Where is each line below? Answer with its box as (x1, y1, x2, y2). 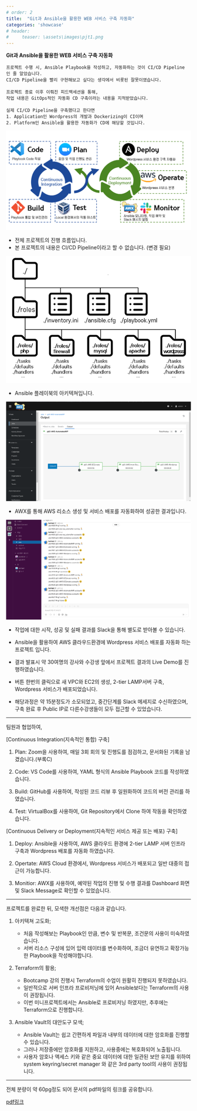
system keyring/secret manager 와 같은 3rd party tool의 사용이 (23, 1060, 172, 1068)
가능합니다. (25, 867, 51, 874)
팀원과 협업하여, (6, 723, 43, 730)
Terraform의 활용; (14, 964, 57, 971)
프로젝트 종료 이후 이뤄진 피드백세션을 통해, (6, 89, 98, 95)
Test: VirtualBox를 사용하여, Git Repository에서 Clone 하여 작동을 (14, 808, 167, 815)
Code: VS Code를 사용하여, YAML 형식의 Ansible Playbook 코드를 (14, 768, 169, 775)
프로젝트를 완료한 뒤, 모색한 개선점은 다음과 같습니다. (6, 904, 127, 912)
